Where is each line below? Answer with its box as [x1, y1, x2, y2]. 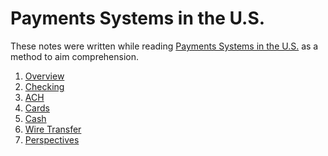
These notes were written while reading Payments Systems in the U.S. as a [10, 40, 319, 52]
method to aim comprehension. [10, 50, 140, 62]
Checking [24, 80, 65, 92]
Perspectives [24, 133, 80, 146]
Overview [24, 70, 65, 82]
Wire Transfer [24, 123, 82, 135]
